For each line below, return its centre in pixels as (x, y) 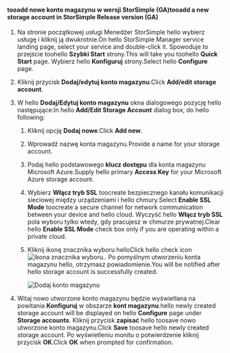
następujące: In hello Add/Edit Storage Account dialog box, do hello (113, 110)
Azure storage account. (60, 180)
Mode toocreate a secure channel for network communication (115, 207)
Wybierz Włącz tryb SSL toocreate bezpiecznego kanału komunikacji (125, 193)
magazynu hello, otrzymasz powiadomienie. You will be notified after (124, 264)
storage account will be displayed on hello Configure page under (109, 313)
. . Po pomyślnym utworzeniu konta (152, 257)
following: (31, 118)
